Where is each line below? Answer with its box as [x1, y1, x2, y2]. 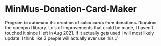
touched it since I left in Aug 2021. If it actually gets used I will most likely [5, 30, 154, 36]
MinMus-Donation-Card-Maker [5, 3, 137, 15]
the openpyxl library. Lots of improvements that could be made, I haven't [5, 24, 154, 30]
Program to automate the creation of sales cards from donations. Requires [5, 20, 157, 25]
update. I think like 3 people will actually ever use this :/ [5, 35, 118, 41]
